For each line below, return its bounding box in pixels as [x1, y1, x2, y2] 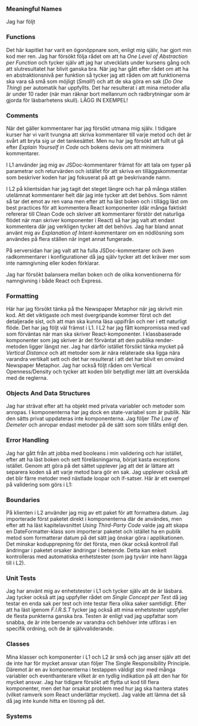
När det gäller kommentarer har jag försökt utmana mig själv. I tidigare [6, 125, 177, 132]
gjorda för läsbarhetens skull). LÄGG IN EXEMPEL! [6, 96, 128, 103]
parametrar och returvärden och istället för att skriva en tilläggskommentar [6, 167, 188, 174]
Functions [6, 33, 35, 41]
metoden [6, 343, 28, 350]
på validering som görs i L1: [6, 481, 73, 488]
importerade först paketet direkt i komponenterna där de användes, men [6, 516, 182, 523]
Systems [6, 712, 33, 720]
